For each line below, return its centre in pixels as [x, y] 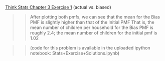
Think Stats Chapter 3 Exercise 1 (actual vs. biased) [58, 7]
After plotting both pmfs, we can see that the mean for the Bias [95, 17]
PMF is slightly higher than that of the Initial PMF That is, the [92, 22]
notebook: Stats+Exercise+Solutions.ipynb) [75, 53]
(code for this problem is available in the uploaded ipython [90, 48]
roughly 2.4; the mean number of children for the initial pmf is [94, 33]
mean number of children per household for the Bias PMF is [92, 27]
